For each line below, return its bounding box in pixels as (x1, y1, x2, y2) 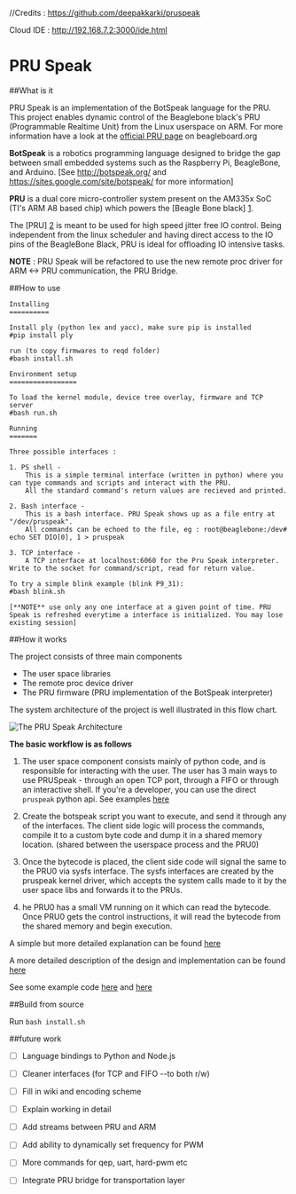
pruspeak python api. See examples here (21, 794, 170, 804)
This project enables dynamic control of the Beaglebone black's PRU (9, 111, 261, 123)
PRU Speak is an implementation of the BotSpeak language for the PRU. (9, 102, 272, 113)
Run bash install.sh (9, 1016, 86, 1026)
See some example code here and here (9, 981, 153, 992)
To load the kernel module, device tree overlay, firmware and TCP (9, 392, 264, 402)
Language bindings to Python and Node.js (21, 1050, 176, 1061)
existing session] (9, 618, 77, 627)
